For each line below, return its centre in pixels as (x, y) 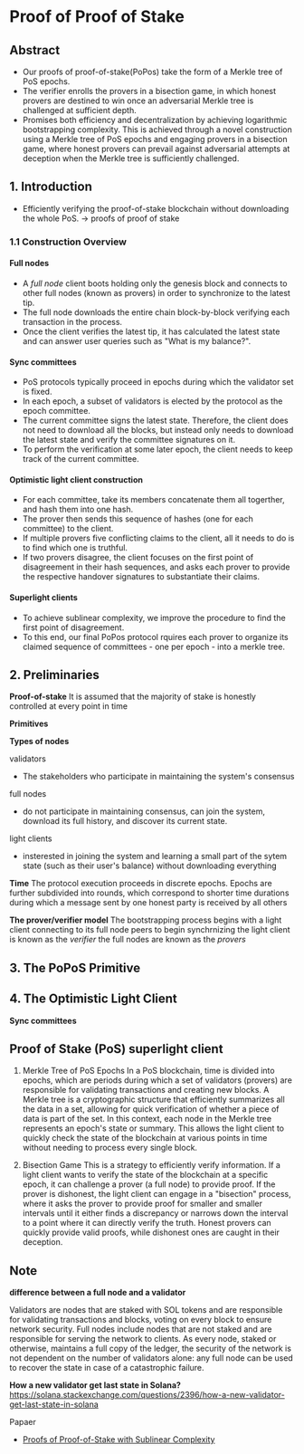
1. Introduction (51, 187)
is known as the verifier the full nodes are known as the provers (128, 940)
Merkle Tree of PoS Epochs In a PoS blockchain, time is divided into (148, 1071)
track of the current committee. (81, 459)
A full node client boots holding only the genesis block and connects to (155, 283)
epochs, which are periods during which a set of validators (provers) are (157, 1080)
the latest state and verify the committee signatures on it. (129, 440)
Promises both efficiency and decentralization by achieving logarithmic (155, 120)
